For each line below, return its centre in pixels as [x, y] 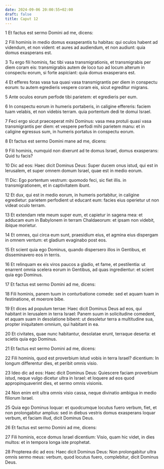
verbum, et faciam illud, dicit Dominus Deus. [50, 418]
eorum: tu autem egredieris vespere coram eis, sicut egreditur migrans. [77, 88]
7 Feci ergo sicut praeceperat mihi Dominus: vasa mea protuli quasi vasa [78, 121]
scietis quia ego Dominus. [31, 339]
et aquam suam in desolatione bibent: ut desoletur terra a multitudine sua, [80, 319]
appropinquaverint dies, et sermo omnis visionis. [54, 383]
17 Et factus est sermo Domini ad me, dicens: [50, 284]
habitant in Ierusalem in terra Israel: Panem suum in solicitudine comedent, [80, 314]
